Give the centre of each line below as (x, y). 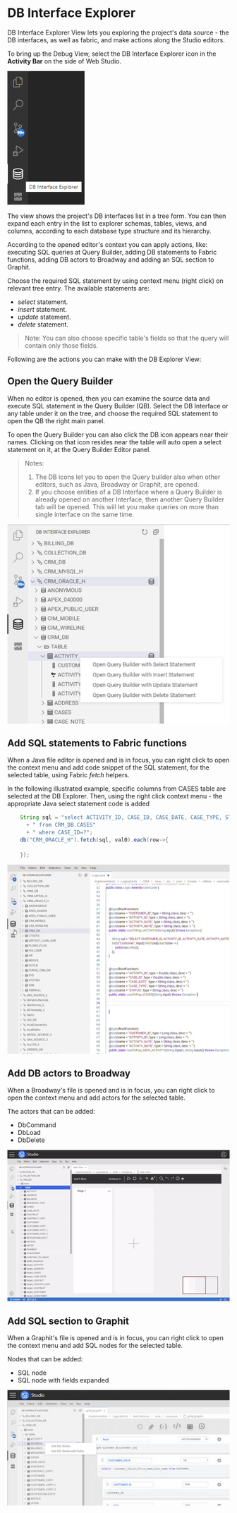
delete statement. (43, 324)
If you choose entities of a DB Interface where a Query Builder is (128, 492)
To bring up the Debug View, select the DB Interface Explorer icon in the (112, 54)
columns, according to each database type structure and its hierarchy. (109, 231)
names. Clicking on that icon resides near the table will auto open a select (115, 442)
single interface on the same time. (85, 514)
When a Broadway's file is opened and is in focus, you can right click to (111, 1090)
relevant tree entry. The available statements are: (79, 288)
